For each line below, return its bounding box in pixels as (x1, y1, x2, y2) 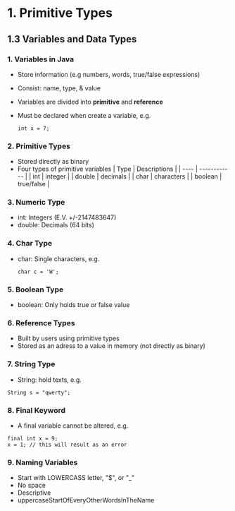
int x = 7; (17, 125, 50, 132)
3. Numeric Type (7, 198, 65, 208)
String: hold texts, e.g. (17, 375, 82, 384)
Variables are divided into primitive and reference (17, 97, 163, 106)
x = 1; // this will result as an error (7, 441, 128, 448)
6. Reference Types (7, 318, 75, 327)
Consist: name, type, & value (17, 83, 101, 92)
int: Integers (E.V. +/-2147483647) (17, 213, 117, 222)
